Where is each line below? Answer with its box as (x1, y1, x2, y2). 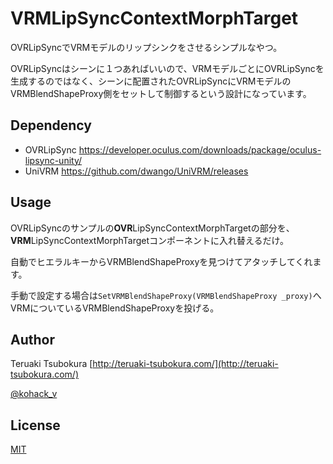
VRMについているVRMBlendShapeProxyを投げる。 (10, 302, 220, 314)
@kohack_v (10, 388, 58, 400)
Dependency (10, 117, 92, 134)
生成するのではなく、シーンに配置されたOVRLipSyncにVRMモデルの (10, 75, 292, 87)
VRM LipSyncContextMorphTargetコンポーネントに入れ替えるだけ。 (10, 234, 289, 246)
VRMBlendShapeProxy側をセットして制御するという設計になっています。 (10, 87, 312, 99)
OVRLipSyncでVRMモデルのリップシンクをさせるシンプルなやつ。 (10, 41, 283, 53)
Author (10, 331, 55, 348)
